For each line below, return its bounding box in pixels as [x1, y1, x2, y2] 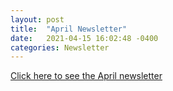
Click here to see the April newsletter [10, 70, 163, 82]
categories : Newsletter [10, 42, 110, 53]
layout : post [10, 14, 65, 25]
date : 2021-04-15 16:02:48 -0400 [10, 33, 159, 43]
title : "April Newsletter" [10, 24, 128, 34]
